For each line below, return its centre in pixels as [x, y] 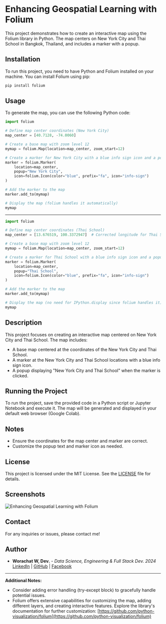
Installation [23, 60]
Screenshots [25, 494]
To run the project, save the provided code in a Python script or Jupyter [78, 403]
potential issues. [29, 595]
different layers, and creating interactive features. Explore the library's [83, 606]
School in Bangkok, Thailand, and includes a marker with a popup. [72, 43]
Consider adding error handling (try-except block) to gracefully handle [84, 590]
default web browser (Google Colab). [43, 414]
